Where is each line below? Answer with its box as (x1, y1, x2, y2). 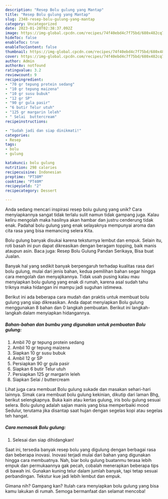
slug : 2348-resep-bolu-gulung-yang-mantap (5, 17, 95, 22)
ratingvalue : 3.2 (5, 68, 41, 73)
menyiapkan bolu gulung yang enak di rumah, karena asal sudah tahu (5, 279, 148, 285)
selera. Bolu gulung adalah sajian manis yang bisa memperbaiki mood (5, 402, 149, 408)
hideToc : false (5, 36, 37, 41)
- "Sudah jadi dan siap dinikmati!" (5, 128, 81, 133)
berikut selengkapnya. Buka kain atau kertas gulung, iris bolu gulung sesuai (5, 396, 161, 403)
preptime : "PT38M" (5, 174, 43, 179)
